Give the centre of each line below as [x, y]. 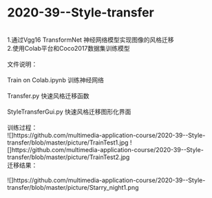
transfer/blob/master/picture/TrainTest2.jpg [68, 157]
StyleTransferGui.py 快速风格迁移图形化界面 [69, 112]
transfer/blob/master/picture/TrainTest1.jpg [68, 143]
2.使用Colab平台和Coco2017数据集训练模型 [69, 48]
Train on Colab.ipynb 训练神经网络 [56, 79]
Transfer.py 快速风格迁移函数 [48, 96]
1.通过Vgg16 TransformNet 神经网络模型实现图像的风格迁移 [91, 40]
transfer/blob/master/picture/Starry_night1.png [73, 187]
